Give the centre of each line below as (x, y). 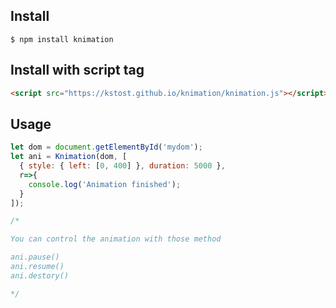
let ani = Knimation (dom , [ (69, 157)
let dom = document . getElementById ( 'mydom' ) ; (106, 147)
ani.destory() (40, 275)
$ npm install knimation (62, 39)
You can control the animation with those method (116, 239)
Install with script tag (77, 70)
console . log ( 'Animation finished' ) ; (105, 184)
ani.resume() (37, 267)
